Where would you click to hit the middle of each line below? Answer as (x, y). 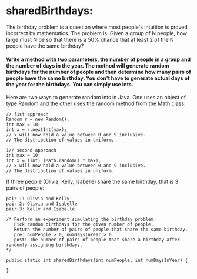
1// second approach (31, 150)
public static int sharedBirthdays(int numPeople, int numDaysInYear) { (97, 260)
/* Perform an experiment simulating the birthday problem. (81, 219)
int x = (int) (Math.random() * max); (54, 161)
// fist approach (27, 115)
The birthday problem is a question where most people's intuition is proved (97, 27)
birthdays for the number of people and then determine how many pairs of (98, 72)
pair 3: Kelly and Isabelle (41, 209)
